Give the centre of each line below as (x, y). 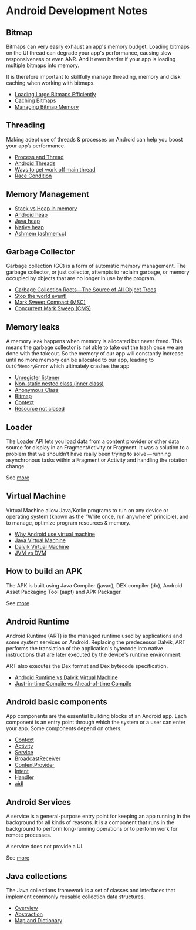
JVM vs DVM (31, 553)
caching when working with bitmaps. (50, 83)
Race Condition (33, 176)
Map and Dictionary (38, 920)
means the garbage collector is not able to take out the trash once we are (95, 347)
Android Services (39, 802)
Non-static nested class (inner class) (59, 384)
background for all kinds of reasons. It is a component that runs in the (90, 822)
